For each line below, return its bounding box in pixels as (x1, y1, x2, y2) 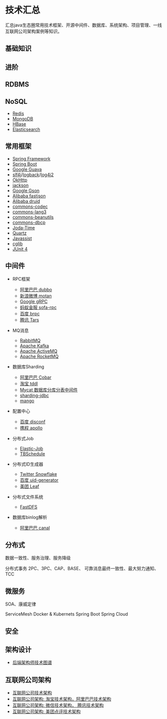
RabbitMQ (19, 337, 41, 343)
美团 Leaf (19, 483, 39, 489)
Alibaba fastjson (12, 193, 46, 199)
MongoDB (12, 115, 33, 121)
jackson (12, 182, 29, 188)
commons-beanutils (12, 214, 54, 220)
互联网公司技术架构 (12, 690, 52, 696)
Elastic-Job (19, 445, 43, 451)
